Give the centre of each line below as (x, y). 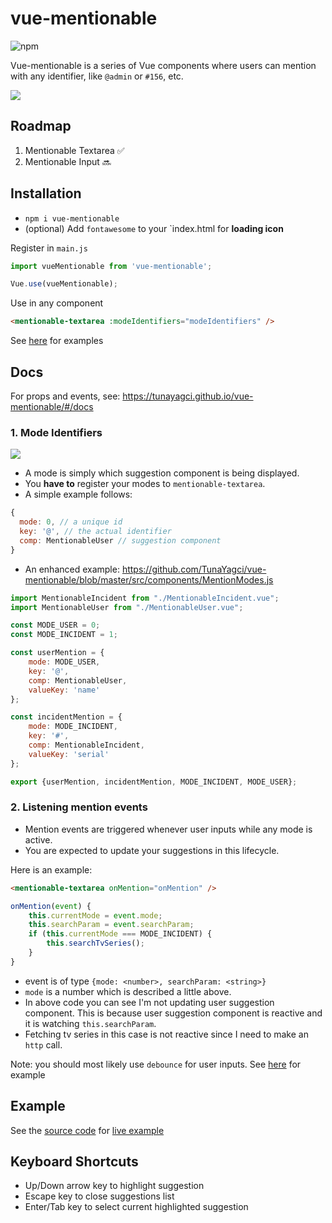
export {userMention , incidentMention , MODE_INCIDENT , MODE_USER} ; (154, 782)
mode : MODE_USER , (64, 662)
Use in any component (57, 303)
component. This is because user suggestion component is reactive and (173, 1013)
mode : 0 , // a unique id (71, 522)
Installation (46, 193)
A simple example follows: (78, 494)
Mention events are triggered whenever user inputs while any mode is (168, 829)
